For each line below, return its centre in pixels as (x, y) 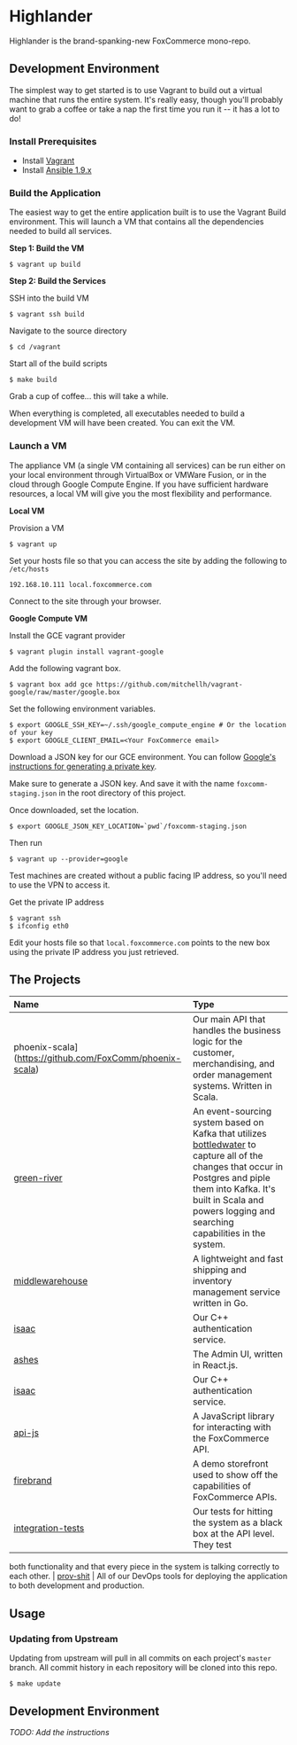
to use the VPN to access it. (60, 885)
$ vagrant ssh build (47, 315)
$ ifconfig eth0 (39, 926)
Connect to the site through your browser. (85, 601)
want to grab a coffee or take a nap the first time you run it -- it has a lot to (145, 109)
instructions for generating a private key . (83, 766)
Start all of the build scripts (58, 364)
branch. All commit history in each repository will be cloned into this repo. (143, 1668)
